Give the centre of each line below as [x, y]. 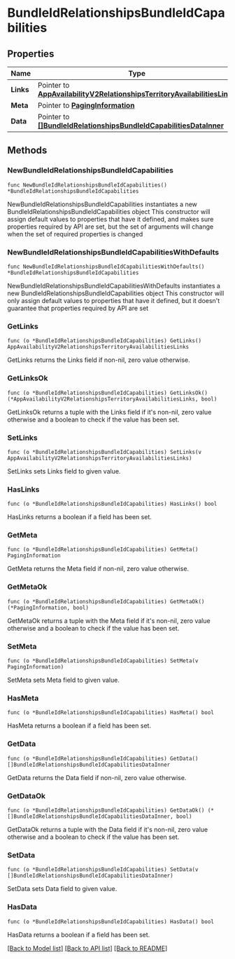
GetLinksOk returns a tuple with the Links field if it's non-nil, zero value [109, 412]
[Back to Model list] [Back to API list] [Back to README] [87, 948]
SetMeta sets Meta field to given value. [64, 680]
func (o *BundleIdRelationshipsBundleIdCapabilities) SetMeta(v [103, 661]
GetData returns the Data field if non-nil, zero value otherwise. [97, 777]
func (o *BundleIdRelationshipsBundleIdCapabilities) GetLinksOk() [108, 393]
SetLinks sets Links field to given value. [64, 471]
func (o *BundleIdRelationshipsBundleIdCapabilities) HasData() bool [111, 921]
